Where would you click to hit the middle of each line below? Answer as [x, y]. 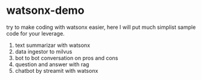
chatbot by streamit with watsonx [57, 70]
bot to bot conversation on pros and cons [67, 58]
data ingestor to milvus [44, 51]
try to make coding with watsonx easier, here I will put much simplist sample [101, 27]
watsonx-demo [45, 11]
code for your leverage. [35, 33]
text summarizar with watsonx [53, 45]
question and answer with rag [52, 64]
